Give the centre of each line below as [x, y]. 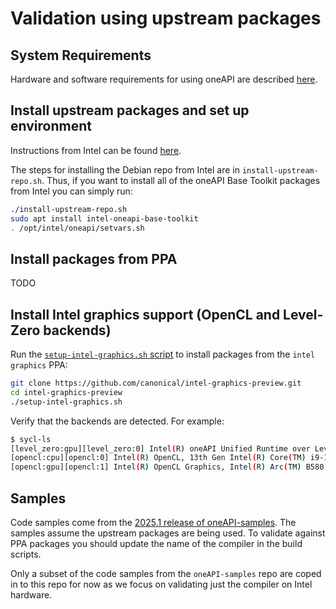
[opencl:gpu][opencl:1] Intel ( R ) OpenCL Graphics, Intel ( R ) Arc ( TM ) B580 [167, 467]
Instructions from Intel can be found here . [96, 150]
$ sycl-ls [31, 439]
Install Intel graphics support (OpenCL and [145, 314]
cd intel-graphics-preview [66, 392]
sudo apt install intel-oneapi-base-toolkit [104, 218]
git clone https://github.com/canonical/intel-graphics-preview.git [156, 383]
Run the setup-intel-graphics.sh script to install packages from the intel [163, 354]
